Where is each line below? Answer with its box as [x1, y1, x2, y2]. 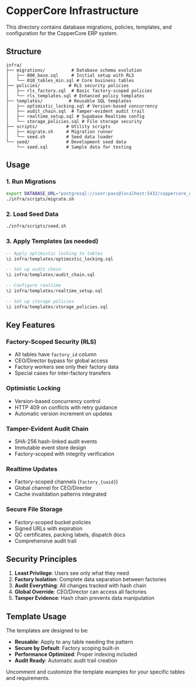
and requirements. [6, 675, 50, 682]
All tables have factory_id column [14, 351, 97, 358]
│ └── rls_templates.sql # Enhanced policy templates [6, 92, 145, 99]
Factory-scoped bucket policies [14, 518, 92, 525]
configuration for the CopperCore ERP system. [6, 29, 118, 36]
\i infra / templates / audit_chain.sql [6, 272, 95, 278]
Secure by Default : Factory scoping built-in [14, 645, 120, 652]
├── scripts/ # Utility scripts [6, 123, 111, 129]
